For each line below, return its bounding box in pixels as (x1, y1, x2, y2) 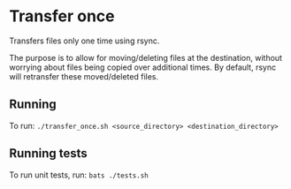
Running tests (9, 146, 88, 161)
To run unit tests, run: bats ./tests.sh (9, 170, 149, 180)
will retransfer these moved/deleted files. (9, 71, 159, 81)
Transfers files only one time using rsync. (9, 35, 160, 46)
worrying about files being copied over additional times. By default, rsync (9, 62, 277, 72)
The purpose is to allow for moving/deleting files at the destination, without (9, 52, 283, 63)
